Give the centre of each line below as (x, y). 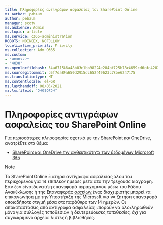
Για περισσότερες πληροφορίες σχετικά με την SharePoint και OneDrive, (78, 138)
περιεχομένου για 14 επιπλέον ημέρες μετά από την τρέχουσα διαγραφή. (79, 181)
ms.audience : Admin (25, 28)
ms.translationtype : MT (29, 77)
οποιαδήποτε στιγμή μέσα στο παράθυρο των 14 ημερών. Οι (65, 202)
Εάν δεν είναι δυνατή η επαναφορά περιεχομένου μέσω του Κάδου (73, 187)
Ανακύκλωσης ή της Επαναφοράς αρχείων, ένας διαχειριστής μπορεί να (78, 192)
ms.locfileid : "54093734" (31, 90)
